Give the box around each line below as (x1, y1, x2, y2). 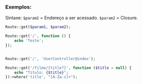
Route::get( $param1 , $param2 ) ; (5, 24, 71, 29)
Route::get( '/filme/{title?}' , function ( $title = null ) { (5, 65, 132, 70)
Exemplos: (5, 3, 32, 10)
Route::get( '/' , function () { (5, 33, 71, 38)
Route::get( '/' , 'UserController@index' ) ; (5, 56, 96, 61)
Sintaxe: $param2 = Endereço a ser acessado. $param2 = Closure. (5, 15, 138, 21)
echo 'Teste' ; (14, 38, 44, 43)
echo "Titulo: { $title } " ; (14, 70, 69, 75)
